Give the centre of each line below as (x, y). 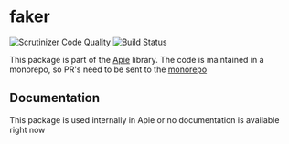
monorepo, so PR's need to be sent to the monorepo (108, 69)
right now (27, 129)
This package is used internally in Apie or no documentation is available (144, 119)
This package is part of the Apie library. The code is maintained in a (137, 59)
